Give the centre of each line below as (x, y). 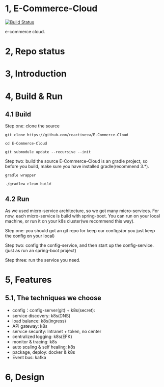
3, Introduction (36, 74)
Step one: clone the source (32, 126)
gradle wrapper (21, 175)
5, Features (28, 280)
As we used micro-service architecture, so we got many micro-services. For (82, 211)
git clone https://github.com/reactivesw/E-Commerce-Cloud (67, 135)
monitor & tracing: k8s (35, 342)
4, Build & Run (34, 96)
